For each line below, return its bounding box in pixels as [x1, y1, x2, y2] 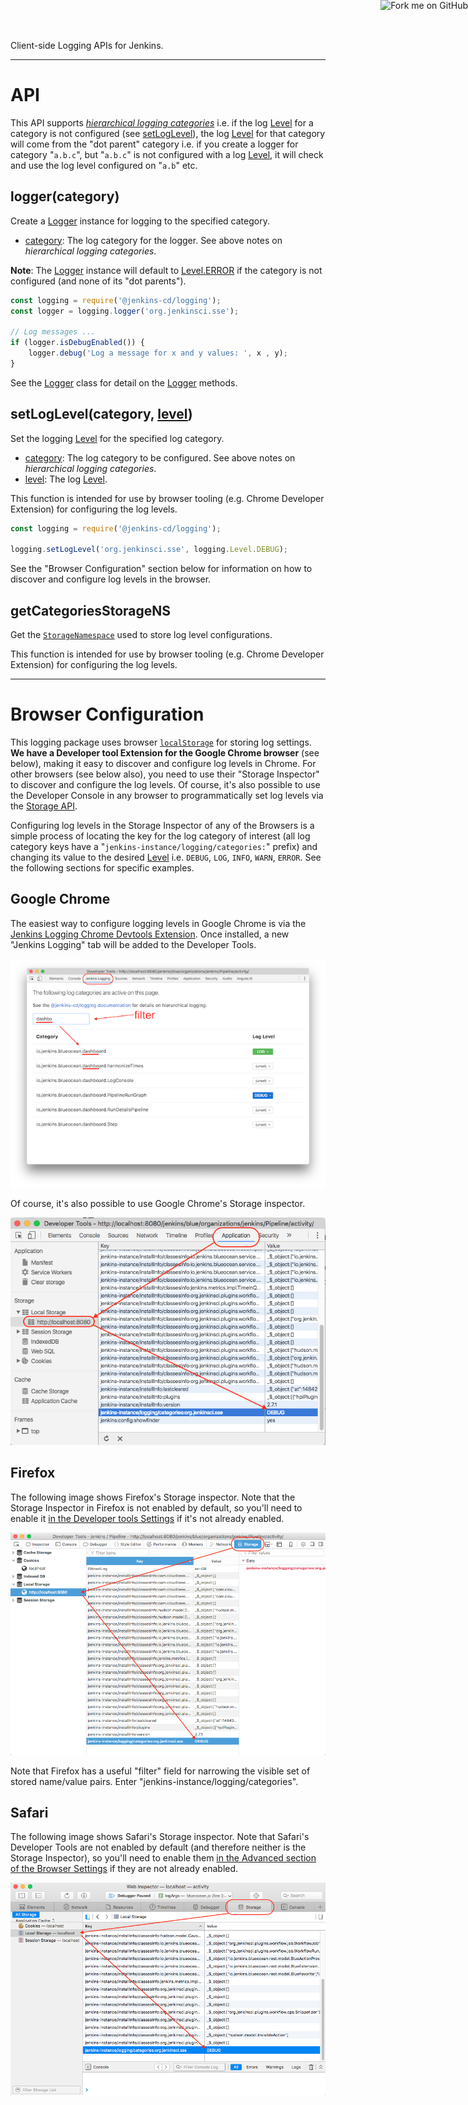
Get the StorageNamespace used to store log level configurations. [10, 629, 273, 641]
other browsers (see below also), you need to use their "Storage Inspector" [10, 768, 320, 780]
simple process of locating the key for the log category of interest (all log [10, 830, 311, 842]
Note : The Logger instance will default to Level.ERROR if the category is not [10, 264, 323, 276]
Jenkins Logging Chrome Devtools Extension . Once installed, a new [10, 928, 290, 940]
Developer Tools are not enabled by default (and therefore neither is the [10, 1841, 307, 1854]
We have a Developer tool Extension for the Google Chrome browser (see [10, 747, 320, 759]
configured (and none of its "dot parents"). [10, 275, 187, 287]
